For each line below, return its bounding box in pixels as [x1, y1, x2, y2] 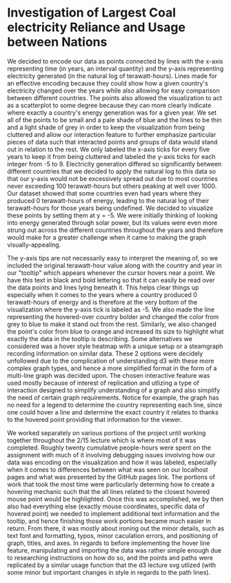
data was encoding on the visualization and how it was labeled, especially [7, 458, 217, 466]
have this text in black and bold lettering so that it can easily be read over [7, 276, 215, 284]
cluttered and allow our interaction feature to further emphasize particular [7, 130, 217, 139]
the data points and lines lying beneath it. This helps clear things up [7, 283, 199, 291]
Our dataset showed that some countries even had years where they [7, 189, 202, 198]
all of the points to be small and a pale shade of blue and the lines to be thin [7, 115, 222, 124]
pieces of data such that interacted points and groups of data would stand [7, 137, 218, 146]
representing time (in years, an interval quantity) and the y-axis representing [7, 64, 224, 73]
